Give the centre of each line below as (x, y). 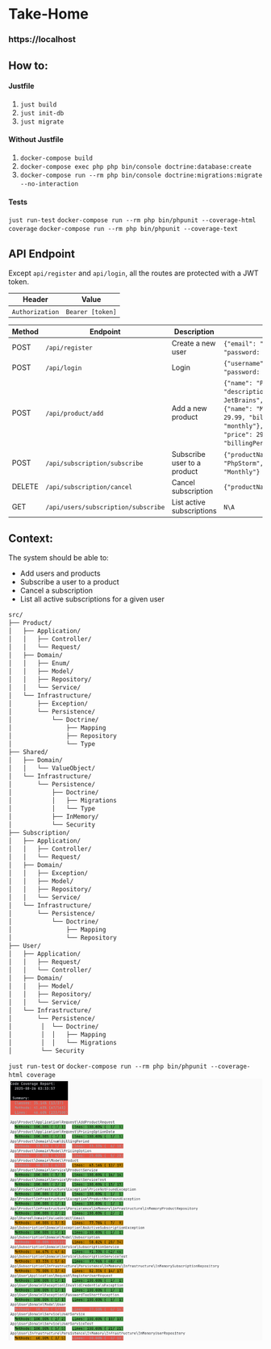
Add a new (189, 408)
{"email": (240, 344)
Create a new (194, 343)
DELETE (25, 487)
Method (25, 331)
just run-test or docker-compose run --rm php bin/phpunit (108, 1066)
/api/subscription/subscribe (94, 463)
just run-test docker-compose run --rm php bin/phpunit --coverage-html (132, 220)
